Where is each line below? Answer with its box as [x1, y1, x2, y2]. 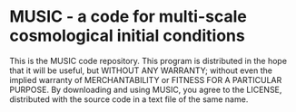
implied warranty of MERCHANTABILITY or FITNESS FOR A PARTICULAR [9, 74, 282, 85]
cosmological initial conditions [9, 25, 245, 46]
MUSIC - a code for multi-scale [9, 6, 247, 27]
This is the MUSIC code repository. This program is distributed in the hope [9, 55, 288, 66]
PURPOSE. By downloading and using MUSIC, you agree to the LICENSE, [9, 84, 282, 95]
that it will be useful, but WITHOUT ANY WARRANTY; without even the [9, 65, 272, 76]
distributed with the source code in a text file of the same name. [9, 93, 249, 105]
